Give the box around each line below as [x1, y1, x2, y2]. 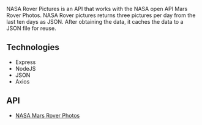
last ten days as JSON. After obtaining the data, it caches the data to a [6, 18, 184, 25]
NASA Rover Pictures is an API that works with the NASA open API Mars [6, 5, 188, 12]
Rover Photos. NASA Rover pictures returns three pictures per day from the [6, 12, 196, 19]
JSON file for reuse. [6, 24, 56, 32]
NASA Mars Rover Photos [15, 112, 80, 119]
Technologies [6, 42, 60, 52]
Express [15, 58, 36, 66]
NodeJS [15, 65, 36, 72]
